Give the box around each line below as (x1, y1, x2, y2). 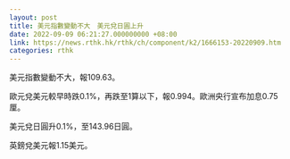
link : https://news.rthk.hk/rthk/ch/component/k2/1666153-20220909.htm (9, 38, 281, 47)
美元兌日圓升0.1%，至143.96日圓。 (9, 121, 138, 132)
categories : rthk (9, 46, 74, 55)
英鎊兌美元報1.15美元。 (9, 140, 93, 151)
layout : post (9, 13, 58, 22)
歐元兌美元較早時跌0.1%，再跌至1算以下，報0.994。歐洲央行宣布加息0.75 (9, 91, 278, 102)
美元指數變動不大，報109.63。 (9, 72, 120, 83)
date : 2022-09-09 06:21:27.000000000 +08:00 (9, 29, 178, 38)
